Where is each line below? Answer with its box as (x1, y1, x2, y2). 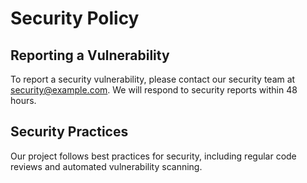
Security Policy (10, 7, 140, 30)
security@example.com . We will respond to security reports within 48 (10, 84, 298, 96)
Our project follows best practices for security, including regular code (10, 150, 297, 162)
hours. (10, 95, 37, 106)
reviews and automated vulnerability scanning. (10, 160, 203, 172)
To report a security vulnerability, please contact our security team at (10, 73, 296, 85)
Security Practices (10, 123, 129, 141)
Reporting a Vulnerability (10, 47, 170, 64)
